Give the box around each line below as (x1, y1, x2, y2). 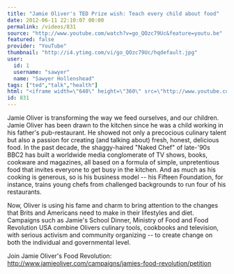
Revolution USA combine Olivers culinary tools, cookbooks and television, (7, 224, 219, 231)
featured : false (7, 36, 54, 43)
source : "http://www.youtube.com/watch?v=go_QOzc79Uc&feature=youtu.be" (7, 29, 223, 37)
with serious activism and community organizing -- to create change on (7, 231, 213, 239)
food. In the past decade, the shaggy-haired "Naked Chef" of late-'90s (7, 144, 210, 151)
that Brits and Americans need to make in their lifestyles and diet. (7, 208, 194, 217)
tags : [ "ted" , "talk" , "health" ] (7, 82, 98, 89)
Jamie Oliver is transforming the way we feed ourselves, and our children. (7, 114, 219, 122)
